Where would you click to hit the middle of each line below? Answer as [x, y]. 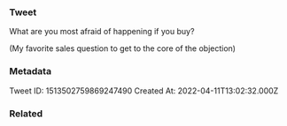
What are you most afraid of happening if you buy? [102, 32]
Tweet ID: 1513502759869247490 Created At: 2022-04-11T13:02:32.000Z [144, 91]
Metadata [30, 71]
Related [26, 114]
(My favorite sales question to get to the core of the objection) [123, 48]
